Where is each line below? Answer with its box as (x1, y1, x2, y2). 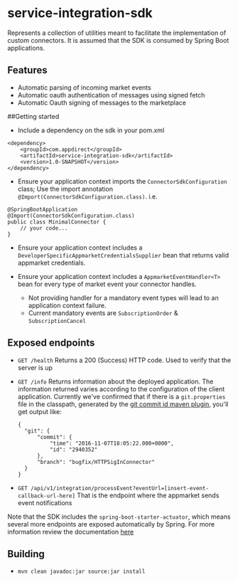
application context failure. (28, 301, 107, 309)
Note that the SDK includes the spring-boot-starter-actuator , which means (7, 512, 231, 521)
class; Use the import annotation (17, 184, 114, 193)
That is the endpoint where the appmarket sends (77, 491, 220, 499)
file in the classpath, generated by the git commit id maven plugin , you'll (17, 400, 229, 408)
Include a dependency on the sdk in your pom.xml (17, 126, 165, 134)
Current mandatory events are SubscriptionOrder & (28, 308, 178, 317)
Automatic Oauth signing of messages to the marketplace (17, 98, 187, 107)
